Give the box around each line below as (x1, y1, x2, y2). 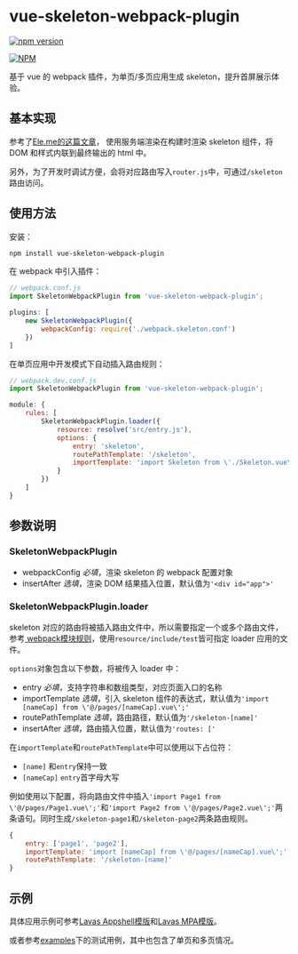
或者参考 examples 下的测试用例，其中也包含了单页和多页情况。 (9, 934, 239, 945)
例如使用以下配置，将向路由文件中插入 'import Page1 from (9, 790, 221, 801)
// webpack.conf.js (9, 284, 82, 293)
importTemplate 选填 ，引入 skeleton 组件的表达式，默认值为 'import (21, 693, 270, 703)
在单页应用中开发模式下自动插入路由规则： (9, 358, 165, 369)
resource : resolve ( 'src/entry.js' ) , (56, 425, 192, 434)
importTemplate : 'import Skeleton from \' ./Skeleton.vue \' (72, 458, 295, 468)
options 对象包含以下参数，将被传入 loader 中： (9, 662, 182, 673)
